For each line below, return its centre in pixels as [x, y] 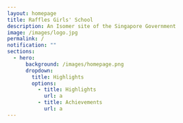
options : [44, 83]
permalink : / [26, 39]
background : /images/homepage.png [75, 64]
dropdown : [39, 70]
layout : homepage [32, 13]
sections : [21, 52]
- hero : [24, 58]
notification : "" [32, 45]
